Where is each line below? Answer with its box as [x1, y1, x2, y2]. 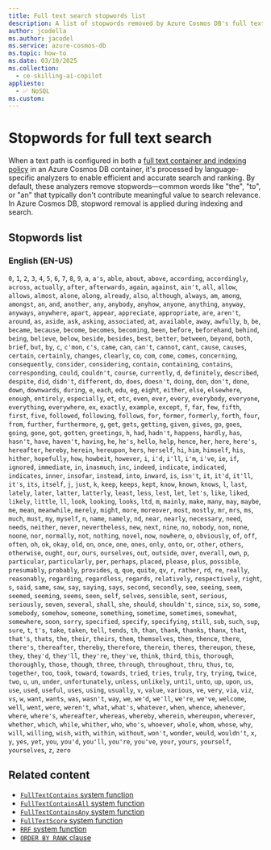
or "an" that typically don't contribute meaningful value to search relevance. [8, 191, 261, 200]
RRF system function [19, 824, 87, 834]
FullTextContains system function [19, 789, 135, 799]
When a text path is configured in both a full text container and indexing [8, 156, 247, 165]
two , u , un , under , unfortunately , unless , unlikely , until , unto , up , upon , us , [8, 676, 254, 686]
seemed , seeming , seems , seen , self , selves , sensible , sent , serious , [8, 590, 227, 600]
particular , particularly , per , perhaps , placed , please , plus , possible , [8, 556, 241, 566]
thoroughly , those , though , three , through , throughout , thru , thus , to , [8, 659, 235, 668]
